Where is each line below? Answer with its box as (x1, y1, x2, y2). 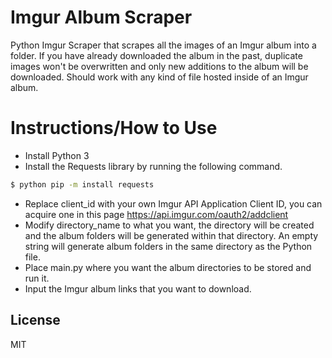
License (10, 312, 61, 329)
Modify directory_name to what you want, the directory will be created (24, 219, 315, 231)
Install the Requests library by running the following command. (24, 160, 283, 172)
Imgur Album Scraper (10, 6, 193, 29)
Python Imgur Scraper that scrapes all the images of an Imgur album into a (10, 39, 317, 51)
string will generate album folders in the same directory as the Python (24, 240, 313, 252)
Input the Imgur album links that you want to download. (24, 282, 252, 295)
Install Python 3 (24, 149, 90, 161)
